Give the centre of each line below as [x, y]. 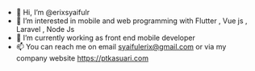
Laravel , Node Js [45, 29]
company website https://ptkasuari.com [82, 58]
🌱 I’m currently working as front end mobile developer [105, 37]
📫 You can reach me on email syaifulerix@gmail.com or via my [121, 47]
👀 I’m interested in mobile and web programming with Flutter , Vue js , [132, 21]
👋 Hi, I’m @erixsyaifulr [53, 12]
